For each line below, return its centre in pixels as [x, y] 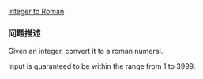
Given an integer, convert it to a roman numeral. [86, 51]
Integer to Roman [36, 11]
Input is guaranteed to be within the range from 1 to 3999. [102, 66]
